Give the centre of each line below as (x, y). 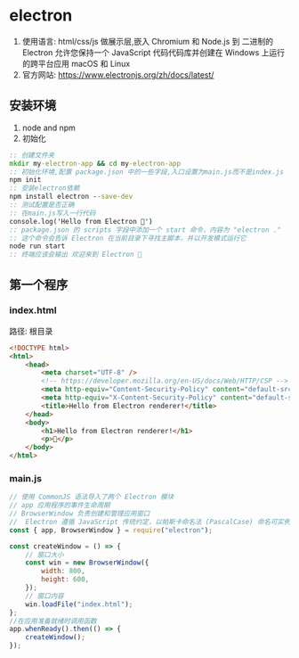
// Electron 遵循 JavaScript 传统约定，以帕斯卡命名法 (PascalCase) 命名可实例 (150, 522)
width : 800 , (64, 572)
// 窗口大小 (44, 555)
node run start (37, 246)
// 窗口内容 (44, 596)
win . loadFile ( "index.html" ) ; (79, 604)
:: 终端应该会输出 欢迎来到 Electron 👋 (76, 255)
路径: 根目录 (31, 331)
